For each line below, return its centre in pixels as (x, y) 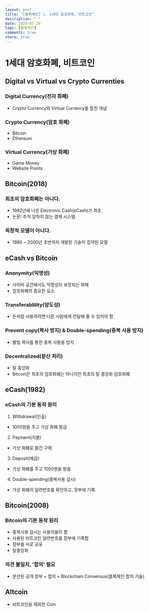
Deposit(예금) (26, 458)
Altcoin (16, 592)
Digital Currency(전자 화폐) (37, 97)
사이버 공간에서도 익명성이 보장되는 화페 (50, 285)
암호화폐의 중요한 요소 (33, 291)
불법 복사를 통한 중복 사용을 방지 (43, 342)
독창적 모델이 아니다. (28, 231)
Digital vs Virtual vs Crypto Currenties (65, 82)
